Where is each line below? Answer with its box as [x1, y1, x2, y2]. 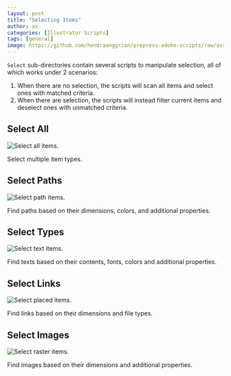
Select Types [7, 226, 65, 238]
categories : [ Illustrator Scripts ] [7, 29, 109, 36]
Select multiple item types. [7, 155, 82, 163]
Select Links [7, 278, 61, 289]
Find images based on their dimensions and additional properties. [7, 361, 192, 369]
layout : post [7, 10, 45, 17]
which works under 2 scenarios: [7, 68, 98, 76]
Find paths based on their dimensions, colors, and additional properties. [7, 206, 211, 214]
